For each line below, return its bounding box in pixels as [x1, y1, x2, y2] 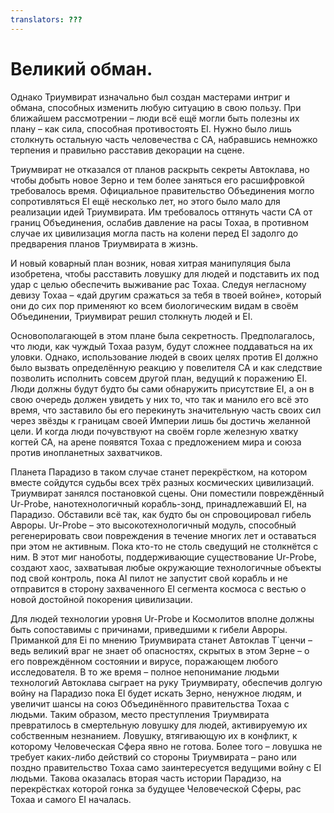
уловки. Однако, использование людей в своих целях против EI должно [10, 351, 319, 363]
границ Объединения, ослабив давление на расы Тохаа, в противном [10, 216, 309, 228]
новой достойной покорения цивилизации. [10, 593, 193, 605]
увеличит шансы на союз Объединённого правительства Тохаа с [10, 697, 290, 710]
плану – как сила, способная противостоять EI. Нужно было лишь [10, 122, 292, 135]
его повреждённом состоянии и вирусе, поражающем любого [10, 655, 279, 667]
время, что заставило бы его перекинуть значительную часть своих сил [10, 404, 322, 416]
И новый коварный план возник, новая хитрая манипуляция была [10, 257, 292, 269]
